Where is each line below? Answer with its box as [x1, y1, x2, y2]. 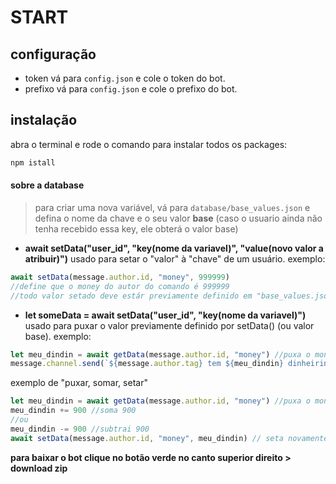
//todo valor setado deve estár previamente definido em [10, 291, 253, 301]
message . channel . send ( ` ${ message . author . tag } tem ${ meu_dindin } [10, 359, 284, 369]
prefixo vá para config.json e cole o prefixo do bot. [24, 83, 238, 95]
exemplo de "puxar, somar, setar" [10, 377, 148, 389]
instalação [10, 112, 78, 129]
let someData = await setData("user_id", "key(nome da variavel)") [24, 309, 307, 321]
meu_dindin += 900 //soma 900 [10, 406, 137, 416]
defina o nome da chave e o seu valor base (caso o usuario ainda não [34, 212, 323, 224]
